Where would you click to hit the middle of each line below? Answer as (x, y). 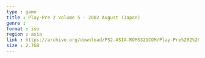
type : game (21, 12)
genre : (16, 23)
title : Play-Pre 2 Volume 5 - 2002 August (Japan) (73, 18)
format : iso (23, 29)
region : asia (24, 34)
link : (15, 40)
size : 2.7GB (23, 46)
